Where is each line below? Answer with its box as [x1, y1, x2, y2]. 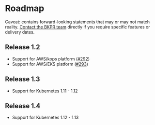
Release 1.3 [5, 75, 40, 83]
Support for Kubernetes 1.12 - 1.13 [12, 114, 79, 121]
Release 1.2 [5, 43, 40, 51]
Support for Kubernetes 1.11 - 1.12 [12, 88, 78, 94]
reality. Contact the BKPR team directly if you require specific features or [5, 24, 150, 29]
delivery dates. [5, 29, 35, 35]
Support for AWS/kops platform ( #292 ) [12, 56, 90, 62]
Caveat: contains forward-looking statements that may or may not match [5, 19, 150, 25]
